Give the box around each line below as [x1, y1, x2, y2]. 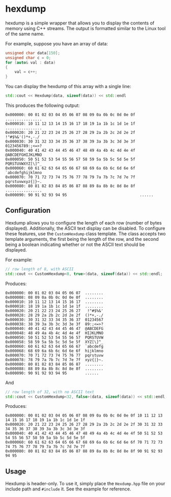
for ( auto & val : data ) [5, 60, 56, 65]
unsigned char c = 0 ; [5, 55, 51, 60]
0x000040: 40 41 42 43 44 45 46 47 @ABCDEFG [5, 326, 103, 331]
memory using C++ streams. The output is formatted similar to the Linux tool [5, 25, 166, 31]
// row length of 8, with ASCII [5, 266, 74, 271]
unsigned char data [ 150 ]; [5, 50, 60, 56]
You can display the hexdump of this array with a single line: [5, 84, 131, 90]
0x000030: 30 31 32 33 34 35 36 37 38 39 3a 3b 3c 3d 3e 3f [5, 139, 136, 144]
